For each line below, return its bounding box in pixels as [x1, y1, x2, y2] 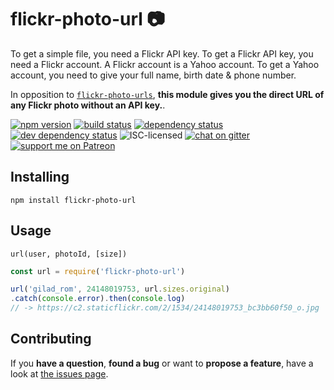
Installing [10, 169, 70, 186]
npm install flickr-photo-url [10, 195, 137, 205]
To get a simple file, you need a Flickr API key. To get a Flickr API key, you [10, 47, 314, 60]
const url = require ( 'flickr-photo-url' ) [10, 266, 186, 276]
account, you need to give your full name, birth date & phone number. [10, 69, 297, 81]
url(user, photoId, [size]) [10, 249, 128, 259]
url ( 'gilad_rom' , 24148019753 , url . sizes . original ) [10, 284, 230, 295]
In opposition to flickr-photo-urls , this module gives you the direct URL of [10, 88, 325, 100]
